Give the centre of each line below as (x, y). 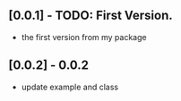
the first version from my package (84, 37)
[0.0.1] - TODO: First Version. (90, 16)
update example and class (69, 87)
